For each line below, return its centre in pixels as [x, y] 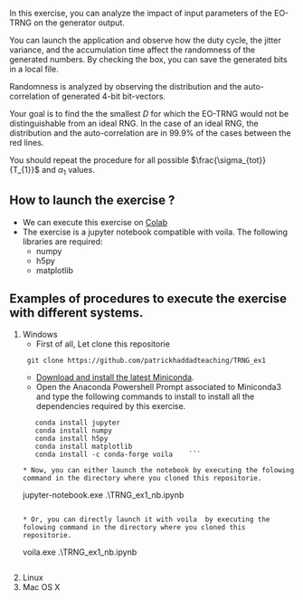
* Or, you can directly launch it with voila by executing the [146, 519]
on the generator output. [79, 23]
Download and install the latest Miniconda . [115, 377]
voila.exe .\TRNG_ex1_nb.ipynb [80, 552]
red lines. [27, 143]
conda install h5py [71, 439]
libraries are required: [62, 241]
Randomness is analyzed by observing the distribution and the [126, 86]
